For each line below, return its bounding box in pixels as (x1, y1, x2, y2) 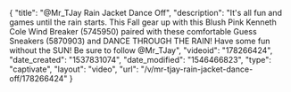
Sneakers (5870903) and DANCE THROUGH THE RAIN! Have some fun (9, 35, 270, 46)
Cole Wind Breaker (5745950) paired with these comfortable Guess (9, 27, 257, 36)
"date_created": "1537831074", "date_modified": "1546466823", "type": (9, 55, 272, 65)
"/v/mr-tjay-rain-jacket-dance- (140, 64, 254, 74)
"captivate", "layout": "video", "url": (9, 64, 139, 74)
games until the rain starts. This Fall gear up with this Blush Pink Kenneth (9, 17, 277, 27)
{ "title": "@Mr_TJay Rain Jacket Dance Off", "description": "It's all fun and (9, 8, 283, 18)
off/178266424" (9, 73, 68, 83)
